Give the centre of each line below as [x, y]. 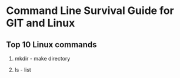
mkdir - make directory [42, 58]
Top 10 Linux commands [51, 45]
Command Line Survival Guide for [90, 11]
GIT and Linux [41, 23]
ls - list [23, 70]
